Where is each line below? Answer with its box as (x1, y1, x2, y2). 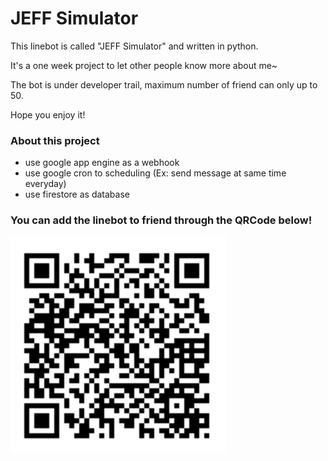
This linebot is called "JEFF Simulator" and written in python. (10, 40, 259, 52)
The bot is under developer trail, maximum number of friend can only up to (10, 78, 318, 91)
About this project (10, 133, 100, 147)
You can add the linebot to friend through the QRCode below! (10, 213, 313, 227)
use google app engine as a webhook (24, 157, 180, 169)
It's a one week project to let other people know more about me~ (10, 59, 278, 71)
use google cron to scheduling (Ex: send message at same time (24, 167, 287, 179)
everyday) (24, 178, 67, 190)
